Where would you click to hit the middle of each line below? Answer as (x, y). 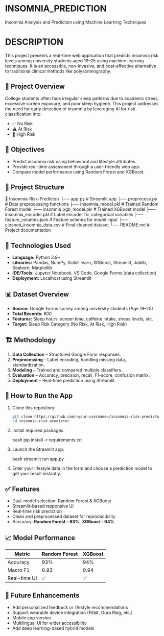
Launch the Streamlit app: (38, 449)
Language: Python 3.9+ (36, 257)
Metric (22, 554)
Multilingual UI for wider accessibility (49, 623)
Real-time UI (22, 578)
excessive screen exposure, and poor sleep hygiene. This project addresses (82, 103)
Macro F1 (19, 570)
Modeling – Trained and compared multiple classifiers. (67, 370)
